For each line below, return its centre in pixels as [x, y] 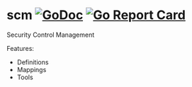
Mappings [32, 69]
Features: [21, 48]
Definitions [33, 62]
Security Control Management [51, 35]
